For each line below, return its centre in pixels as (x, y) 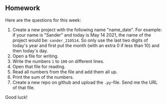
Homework (23, 8)
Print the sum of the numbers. (43, 77)
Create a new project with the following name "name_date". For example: (87, 30)
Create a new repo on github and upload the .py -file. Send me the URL (85, 82)
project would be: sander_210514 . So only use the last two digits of (80, 40)
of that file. (23, 87)
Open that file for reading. (39, 66)
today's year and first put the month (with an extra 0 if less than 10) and (86, 45)
